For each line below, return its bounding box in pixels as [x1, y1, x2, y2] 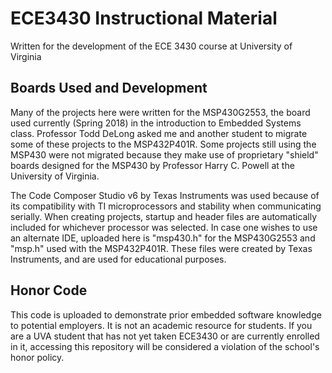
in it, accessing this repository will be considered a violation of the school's [10, 340, 320, 352]
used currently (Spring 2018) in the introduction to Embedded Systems [10, 117, 302, 129]
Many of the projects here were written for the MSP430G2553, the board [10, 106, 311, 118]
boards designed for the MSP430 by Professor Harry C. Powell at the [10, 159, 295, 171]
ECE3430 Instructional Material [10, 7, 278, 30]
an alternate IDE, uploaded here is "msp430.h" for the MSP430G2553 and [10, 232, 316, 244]
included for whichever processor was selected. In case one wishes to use [10, 221, 318, 233]
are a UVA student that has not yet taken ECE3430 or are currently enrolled [10, 330, 320, 342]
